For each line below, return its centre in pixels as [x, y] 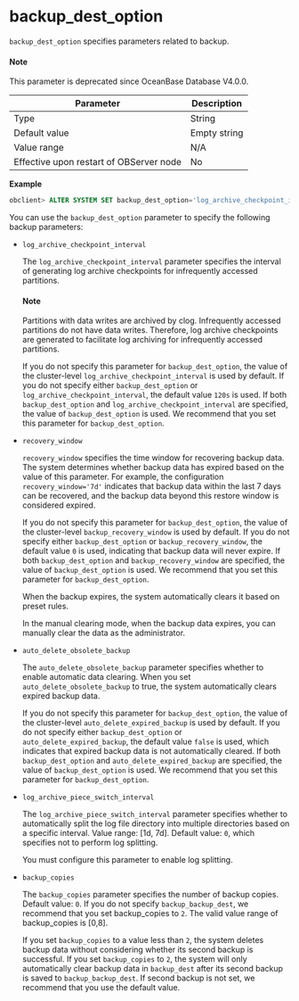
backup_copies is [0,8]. [65, 923]
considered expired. [59, 505]
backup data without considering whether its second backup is [137, 950]
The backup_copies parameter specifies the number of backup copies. [150, 895]
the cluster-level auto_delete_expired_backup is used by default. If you [151, 723]
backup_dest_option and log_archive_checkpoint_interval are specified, [155, 404]
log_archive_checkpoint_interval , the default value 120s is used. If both [154, 395]
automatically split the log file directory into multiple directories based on [156, 823]
